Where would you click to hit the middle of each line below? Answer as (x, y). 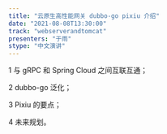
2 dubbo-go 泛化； (40, 88)
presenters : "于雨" (40, 39)
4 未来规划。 (30, 122)
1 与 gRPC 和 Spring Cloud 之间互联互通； (78, 71)
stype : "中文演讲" (37, 46)
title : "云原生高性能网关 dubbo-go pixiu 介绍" (84, 16)
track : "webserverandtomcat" (58, 31)
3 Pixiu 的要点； (35, 105)
